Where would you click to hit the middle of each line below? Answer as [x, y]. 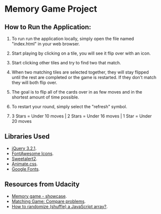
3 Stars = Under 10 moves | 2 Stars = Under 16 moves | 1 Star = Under [81, 116]
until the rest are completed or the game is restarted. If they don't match [84, 77]
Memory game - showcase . [39, 196]
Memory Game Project [51, 9]
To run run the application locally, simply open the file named [73, 39]
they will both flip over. [34, 82]
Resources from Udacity [42, 185]
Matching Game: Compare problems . [49, 201]
